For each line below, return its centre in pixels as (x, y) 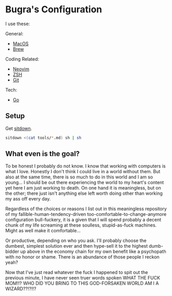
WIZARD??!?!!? (21, 289)
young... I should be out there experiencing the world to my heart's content (85, 182)
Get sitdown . (19, 128)
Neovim (21, 69)
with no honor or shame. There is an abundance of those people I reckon (82, 257)
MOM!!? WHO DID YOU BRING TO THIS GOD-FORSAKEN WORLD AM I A (82, 283)
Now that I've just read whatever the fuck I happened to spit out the (77, 272)
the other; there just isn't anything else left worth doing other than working (84, 193)
